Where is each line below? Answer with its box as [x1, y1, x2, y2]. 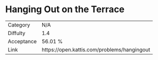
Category [8, 21, 30, 28]
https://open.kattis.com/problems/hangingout [41, 46, 151, 53]
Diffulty [8, 29, 25, 37]
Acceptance [8, 38, 37, 45]
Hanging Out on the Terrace [5, 4, 125, 15]
